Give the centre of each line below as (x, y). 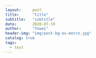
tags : (11, 43)
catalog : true (20, 38)
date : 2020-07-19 (30, 24)
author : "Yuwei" (27, 29)
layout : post (23, 10)
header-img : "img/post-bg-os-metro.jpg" (49, 33)
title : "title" (27, 15)
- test (17, 47)
